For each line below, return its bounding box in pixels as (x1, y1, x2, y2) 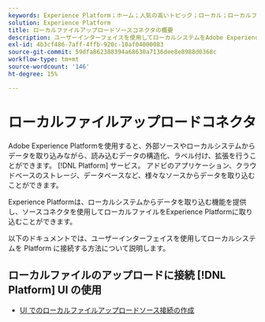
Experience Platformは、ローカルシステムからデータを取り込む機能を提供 (8, 197, 247, 206)
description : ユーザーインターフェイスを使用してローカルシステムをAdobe (8, 33, 224, 42)
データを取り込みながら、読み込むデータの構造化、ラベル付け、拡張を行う (8, 150, 250, 160)
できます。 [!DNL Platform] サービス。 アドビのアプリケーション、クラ (21, 161, 250, 170)
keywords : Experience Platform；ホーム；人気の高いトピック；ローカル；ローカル (8, 11, 252, 20)
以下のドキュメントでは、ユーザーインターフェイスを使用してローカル (8, 233, 236, 242)
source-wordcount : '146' (8, 63, 90, 71)
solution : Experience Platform (8, 19, 111, 27)
